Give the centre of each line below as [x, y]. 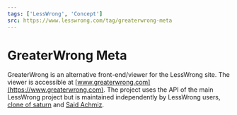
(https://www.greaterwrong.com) [56, 90]
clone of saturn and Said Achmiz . [56, 105]
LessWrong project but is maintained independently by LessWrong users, [114, 97]
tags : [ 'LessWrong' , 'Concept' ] [55, 14]
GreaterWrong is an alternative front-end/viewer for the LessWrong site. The [118, 75]
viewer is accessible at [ [42, 83]
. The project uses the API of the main [158, 90]
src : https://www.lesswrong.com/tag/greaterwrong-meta [90, 20]
